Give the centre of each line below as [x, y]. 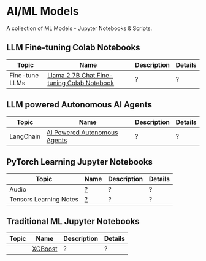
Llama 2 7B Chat [71, 75]
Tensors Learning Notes [44, 200]
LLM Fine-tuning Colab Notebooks [73, 48]
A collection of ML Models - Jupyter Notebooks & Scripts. [79, 28]
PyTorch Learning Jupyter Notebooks [80, 162]
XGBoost [45, 249]
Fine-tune [24, 75]
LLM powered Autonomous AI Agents [79, 105]
